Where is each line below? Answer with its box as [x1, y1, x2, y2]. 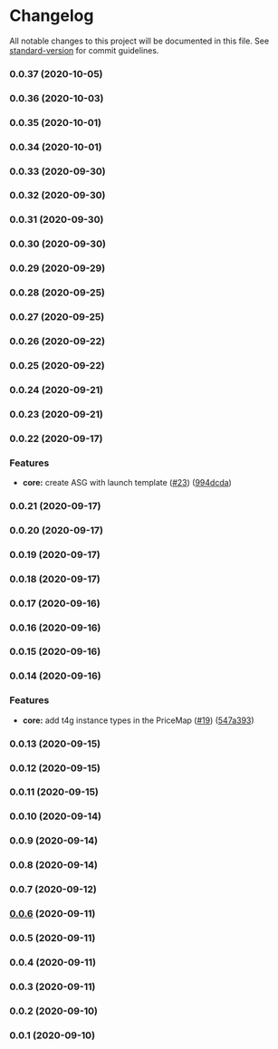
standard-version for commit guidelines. [9, 44, 159, 55]
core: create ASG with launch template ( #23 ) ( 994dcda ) [22, 476, 233, 487]
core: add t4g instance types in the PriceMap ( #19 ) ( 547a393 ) [22, 715, 255, 726]
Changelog [9, 5, 94, 26]
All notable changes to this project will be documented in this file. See [9, 35, 270, 46]
